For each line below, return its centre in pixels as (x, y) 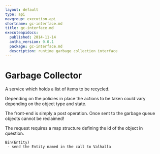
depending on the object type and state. (46, 104)
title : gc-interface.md (30, 28)
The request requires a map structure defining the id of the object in (74, 128)
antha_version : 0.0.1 (32, 42)
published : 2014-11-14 (33, 38)
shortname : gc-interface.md (34, 23)
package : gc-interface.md (36, 46)
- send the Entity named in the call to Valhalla (59, 147)
